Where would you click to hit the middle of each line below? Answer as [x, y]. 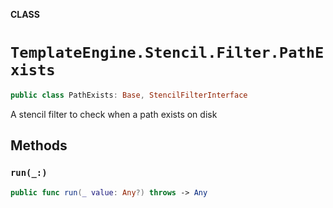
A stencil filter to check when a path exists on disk [114, 114]
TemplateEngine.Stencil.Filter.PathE [167, 53]
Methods [39, 145]
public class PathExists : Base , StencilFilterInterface [129, 95]
